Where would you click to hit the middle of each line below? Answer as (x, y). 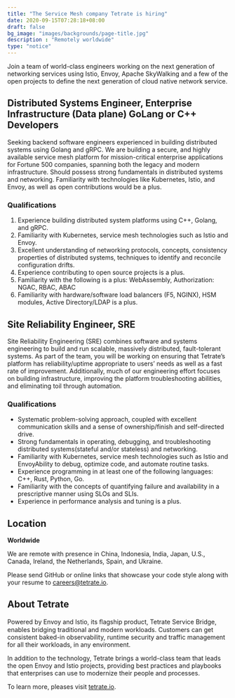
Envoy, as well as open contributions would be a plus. (85, 187)
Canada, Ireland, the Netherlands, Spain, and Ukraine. (85, 561)
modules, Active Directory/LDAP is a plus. (78, 302)
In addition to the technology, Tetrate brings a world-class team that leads (114, 658)
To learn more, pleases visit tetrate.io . (62, 686)
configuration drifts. (46, 265)
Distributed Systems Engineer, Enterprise (100, 103)
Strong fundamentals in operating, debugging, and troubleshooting (114, 442)
